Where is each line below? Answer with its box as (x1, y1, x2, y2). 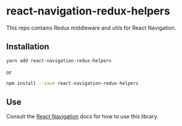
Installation (6, 42, 49, 52)
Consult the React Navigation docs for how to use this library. (6, 113, 158, 120)
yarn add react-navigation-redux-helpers (6, 57, 112, 64)
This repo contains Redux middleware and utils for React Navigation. (6, 24, 177, 31)
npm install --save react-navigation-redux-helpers (6, 80, 139, 86)
